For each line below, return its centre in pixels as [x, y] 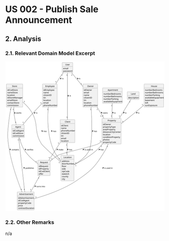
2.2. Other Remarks [30, 222]
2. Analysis [23, 39]
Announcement [39, 20]
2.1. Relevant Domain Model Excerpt [50, 53]
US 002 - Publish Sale [52, 9]
